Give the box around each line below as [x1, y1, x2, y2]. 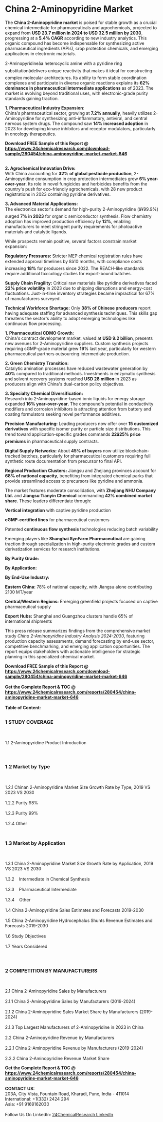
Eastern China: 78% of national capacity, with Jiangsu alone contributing [5, 584, 152, 590]
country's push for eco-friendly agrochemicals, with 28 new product [5, 186, 143, 192]
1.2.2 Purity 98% [5, 799, 38, 806]
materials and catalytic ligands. [5, 228, 68, 235]
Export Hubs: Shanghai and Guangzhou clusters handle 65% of [5, 613, 133, 619]
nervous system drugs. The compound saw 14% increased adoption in [5, 121, 148, 126]
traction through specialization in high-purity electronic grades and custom [5, 541, 156, 547]
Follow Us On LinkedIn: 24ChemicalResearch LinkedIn [5, 1112, 113, 1118]
